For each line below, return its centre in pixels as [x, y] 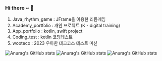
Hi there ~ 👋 [20, 8]
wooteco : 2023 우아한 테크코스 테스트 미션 [55, 43]
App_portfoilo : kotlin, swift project [47, 31]
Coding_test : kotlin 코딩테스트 [42, 37]
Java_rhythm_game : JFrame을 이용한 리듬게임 [59, 19]
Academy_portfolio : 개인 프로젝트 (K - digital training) [66, 26]
